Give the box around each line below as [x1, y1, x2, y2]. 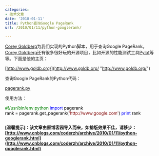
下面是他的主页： [13, 56, 48, 61]
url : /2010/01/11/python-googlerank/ [5, 25, 82, 30]
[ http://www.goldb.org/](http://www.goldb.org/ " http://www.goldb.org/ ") [5, 65, 150, 71]
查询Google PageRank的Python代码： [5, 76, 81, 81]
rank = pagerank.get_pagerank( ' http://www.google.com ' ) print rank [5, 110, 141, 116]
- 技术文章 [5, 12, 24, 17]
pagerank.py [5, 85, 31, 91]
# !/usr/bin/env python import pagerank [5, 105, 83, 111]
